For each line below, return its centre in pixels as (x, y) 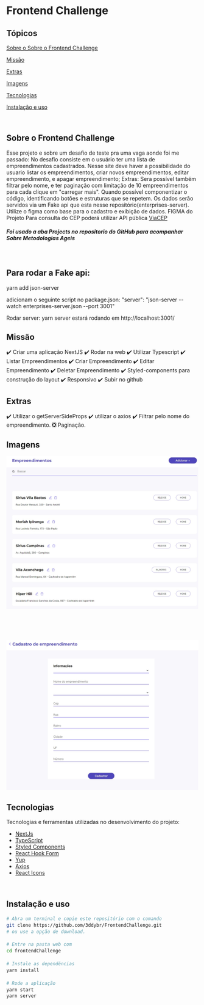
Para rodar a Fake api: (48, 273)
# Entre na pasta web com (39, 944)
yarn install (23, 970)
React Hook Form (37, 853)
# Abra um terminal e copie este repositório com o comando (84, 918)
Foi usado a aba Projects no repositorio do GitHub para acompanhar (95, 232)
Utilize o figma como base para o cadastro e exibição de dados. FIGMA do (100, 211)
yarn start (20, 990)
